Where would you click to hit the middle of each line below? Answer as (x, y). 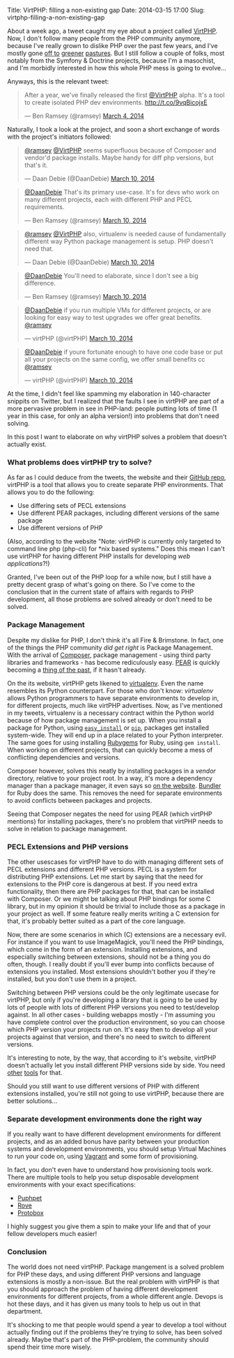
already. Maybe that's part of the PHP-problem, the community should (108, 1340)
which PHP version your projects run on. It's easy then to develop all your (112, 1029)
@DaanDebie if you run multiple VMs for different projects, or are (117, 310)
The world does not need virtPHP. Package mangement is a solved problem (116, 1267)
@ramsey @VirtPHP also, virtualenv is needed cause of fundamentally (125, 234)
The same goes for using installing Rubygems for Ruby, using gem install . (114, 742)
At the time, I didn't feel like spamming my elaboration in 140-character (109, 394)
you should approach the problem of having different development (103, 1289)
